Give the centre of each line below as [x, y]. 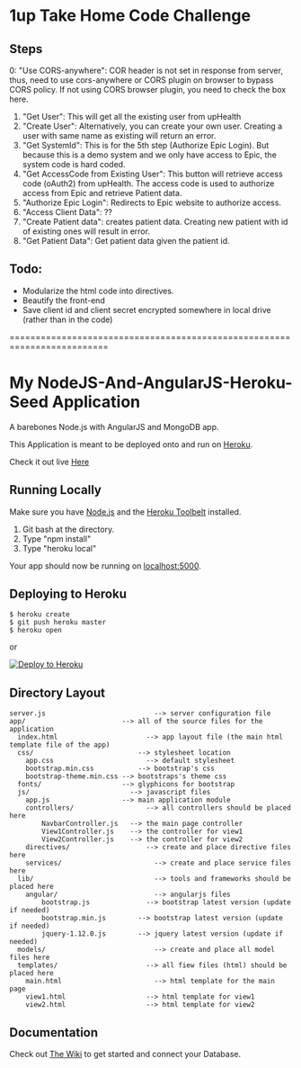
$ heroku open [36, 631]
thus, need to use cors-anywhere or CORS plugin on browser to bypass [142, 80]
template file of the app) [60, 745]
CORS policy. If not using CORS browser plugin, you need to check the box [148, 90]
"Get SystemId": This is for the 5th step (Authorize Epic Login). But [146, 145]
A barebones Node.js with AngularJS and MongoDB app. [114, 426]
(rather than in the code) [67, 319]
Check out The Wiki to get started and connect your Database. [125, 1054]
